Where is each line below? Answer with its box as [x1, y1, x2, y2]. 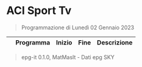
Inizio [55, 38, 73, 46]
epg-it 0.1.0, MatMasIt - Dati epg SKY [21, 53, 115, 61]
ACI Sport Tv [6, 4, 72, 18]
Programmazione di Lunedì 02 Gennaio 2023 [21, 24, 135, 31]
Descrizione [96, 38, 133, 46]
